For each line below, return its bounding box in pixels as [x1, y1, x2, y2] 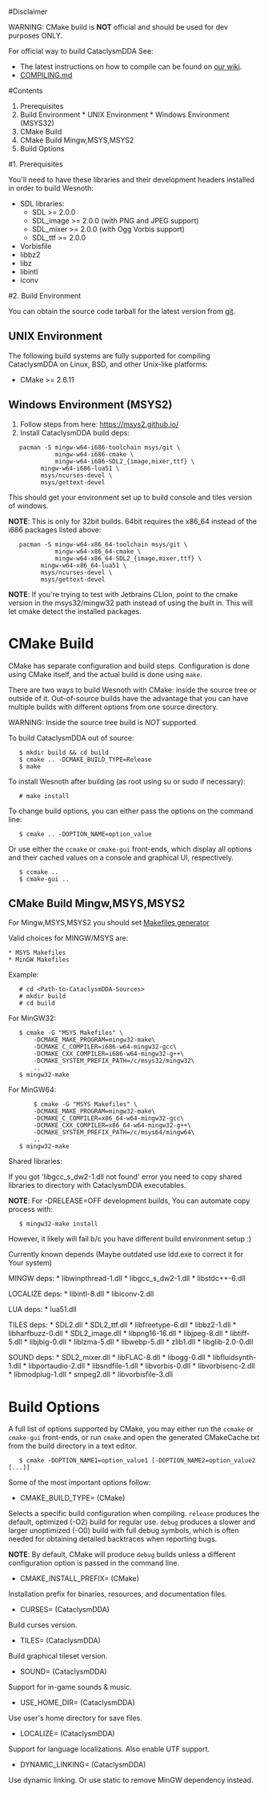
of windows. [8, 500, 50, 511]
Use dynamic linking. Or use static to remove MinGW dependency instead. [8, 1775, 254, 1785]
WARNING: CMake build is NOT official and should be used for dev [8, 22, 229, 31]
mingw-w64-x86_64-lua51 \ [40, 561, 127, 569]
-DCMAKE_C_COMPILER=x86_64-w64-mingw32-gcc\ [33, 1114, 184, 1123]
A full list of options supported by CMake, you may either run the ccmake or [8, 1424, 254, 1434]
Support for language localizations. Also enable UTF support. [8, 1744, 210, 1754]
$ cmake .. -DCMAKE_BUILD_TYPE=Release [18, 756, 152, 764]
